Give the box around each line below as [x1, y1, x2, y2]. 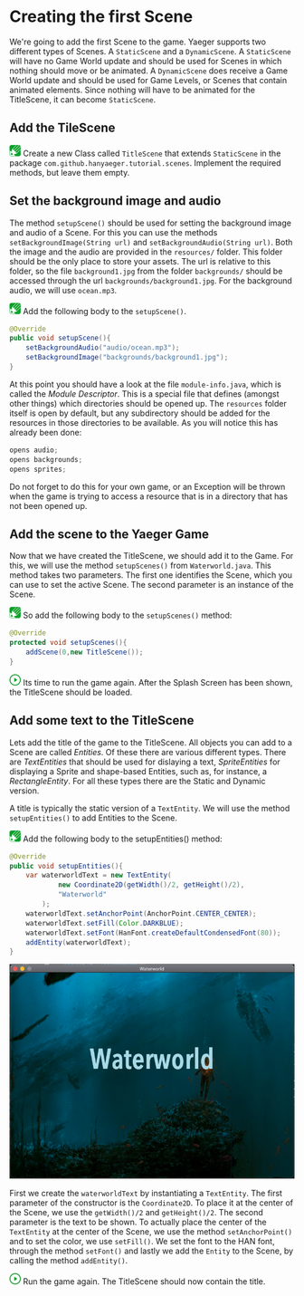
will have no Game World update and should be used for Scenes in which [9, 55, 282, 66]
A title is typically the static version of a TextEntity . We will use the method [9, 802, 290, 813]
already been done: [9, 427, 82, 437]
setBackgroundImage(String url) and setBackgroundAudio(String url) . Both [9, 236, 293, 247]
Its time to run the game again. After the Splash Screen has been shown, [22, 677, 293, 687]
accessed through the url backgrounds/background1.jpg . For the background [9, 274, 292, 286]
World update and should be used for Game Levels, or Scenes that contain [9, 74, 288, 85]
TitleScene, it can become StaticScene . [9, 93, 157, 105]
